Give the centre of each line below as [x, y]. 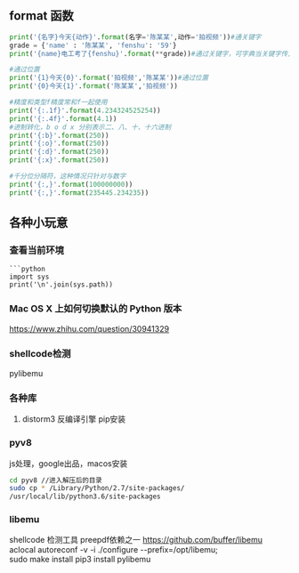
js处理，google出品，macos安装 [69, 463]
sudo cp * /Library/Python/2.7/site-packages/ [97, 488]
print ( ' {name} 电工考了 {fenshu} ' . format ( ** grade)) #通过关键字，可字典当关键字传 [149, 53]
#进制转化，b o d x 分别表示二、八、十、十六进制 [90, 127]
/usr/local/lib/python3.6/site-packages [85, 496]
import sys [29, 277]
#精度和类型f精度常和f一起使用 [59, 102]
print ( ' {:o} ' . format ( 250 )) [59, 144]
